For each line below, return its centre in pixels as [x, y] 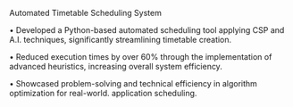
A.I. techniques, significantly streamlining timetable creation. [121, 40]
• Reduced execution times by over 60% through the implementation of [141, 57]
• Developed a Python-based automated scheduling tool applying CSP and [147, 30]
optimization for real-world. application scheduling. [103, 93]
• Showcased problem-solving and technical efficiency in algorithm [133, 83]
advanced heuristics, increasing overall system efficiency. [116, 66]
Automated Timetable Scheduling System [86, 13]
